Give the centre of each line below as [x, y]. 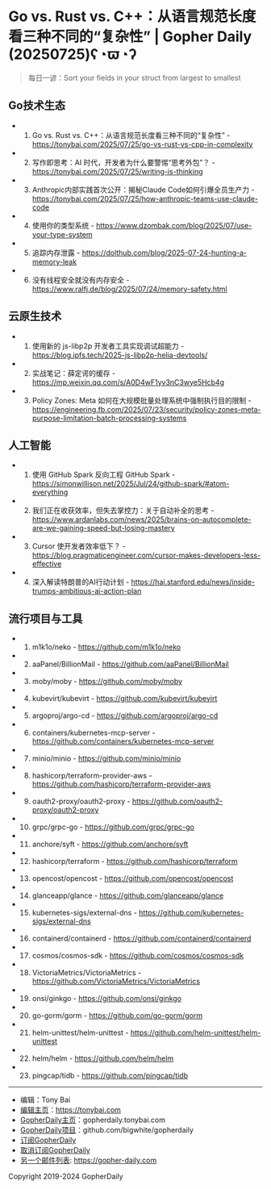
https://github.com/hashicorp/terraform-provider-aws [121, 784]
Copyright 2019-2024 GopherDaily [66, 1176]
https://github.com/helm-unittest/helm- [196, 1033]
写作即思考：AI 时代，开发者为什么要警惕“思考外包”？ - [123, 162]
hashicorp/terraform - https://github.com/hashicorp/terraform [135, 862]
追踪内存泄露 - [56, 252]
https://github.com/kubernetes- [191, 913]
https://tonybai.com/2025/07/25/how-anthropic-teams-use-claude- [145, 198]
